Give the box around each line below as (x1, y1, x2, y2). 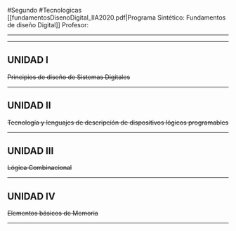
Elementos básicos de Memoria (7, 209, 98, 218)
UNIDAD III (7, 145, 54, 157)
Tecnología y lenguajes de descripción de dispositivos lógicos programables (7, 118, 229, 127)
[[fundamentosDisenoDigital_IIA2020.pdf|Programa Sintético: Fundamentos (7, 13, 226, 22)
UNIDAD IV (7, 190, 55, 202)
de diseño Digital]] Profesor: (7, 21, 89, 29)
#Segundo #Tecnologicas (7, 6, 82, 14)
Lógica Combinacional (7, 164, 72, 172)
